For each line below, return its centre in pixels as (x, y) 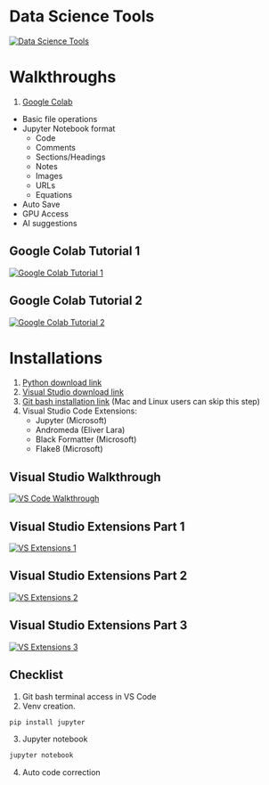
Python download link (62, 383)
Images (49, 176)
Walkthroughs (63, 77)
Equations (54, 194)
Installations (56, 358)
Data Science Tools (82, 16)
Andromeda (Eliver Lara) (80, 430)
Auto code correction (61, 773)
